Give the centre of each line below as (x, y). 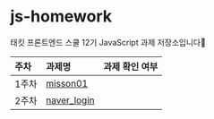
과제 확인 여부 (131, 66)
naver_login (70, 100)
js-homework (61, 17)
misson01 (67, 83)
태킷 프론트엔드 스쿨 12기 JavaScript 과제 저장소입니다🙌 (108, 42)
